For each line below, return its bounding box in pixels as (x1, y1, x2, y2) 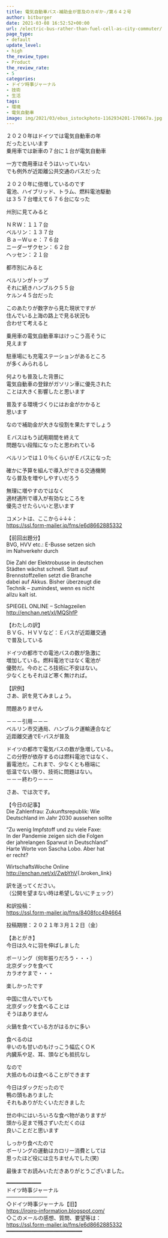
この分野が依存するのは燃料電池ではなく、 (6, 753, 112, 760)
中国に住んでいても (6, 995, 53, 1002)
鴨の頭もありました (6, 1091, 54, 1098)
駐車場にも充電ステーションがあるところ (6, 353, 106, 360)
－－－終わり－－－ (6, 775, 54, 783)
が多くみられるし (6, 360, 49, 368)
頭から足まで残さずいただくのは (6, 1119, 85, 1127)
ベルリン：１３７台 (6, 229, 54, 236)
